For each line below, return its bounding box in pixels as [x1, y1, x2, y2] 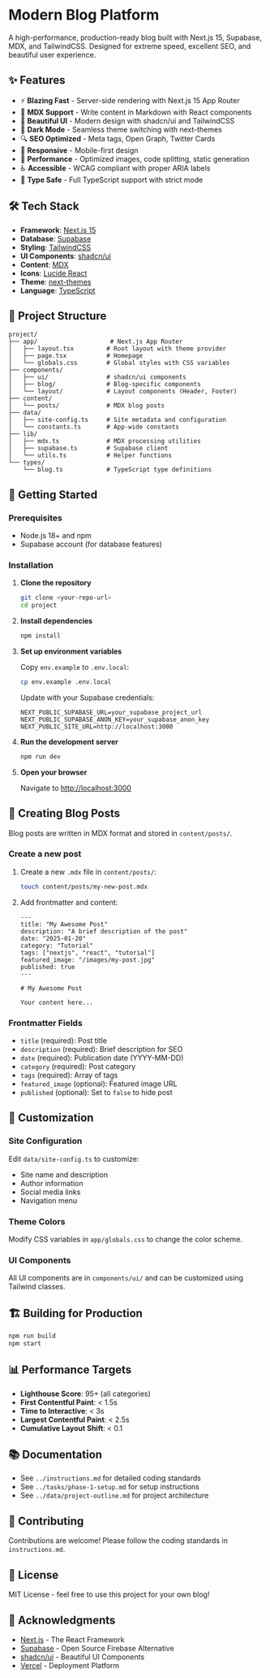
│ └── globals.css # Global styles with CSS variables [8, 359, 230, 367]
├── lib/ [8, 430, 38, 438]
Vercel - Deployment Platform [19, 1660, 120, 1670]
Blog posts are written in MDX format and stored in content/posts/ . [8, 828, 233, 838]
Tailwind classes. [8, 1282, 66, 1292]
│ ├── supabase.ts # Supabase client [8, 445, 169, 453]
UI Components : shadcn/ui [19, 250, 112, 261]
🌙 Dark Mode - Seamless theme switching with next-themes [19, 124, 223, 134]
